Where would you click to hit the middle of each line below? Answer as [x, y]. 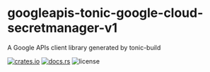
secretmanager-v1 [63, 28]
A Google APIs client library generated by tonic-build [84, 47]
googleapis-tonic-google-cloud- [105, 13]
